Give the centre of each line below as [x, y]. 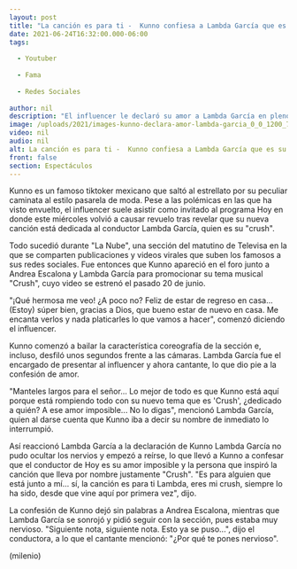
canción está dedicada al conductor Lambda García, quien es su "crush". [142, 229]
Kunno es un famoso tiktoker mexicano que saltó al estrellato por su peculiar [148, 191]
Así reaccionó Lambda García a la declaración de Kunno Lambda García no [145, 446]
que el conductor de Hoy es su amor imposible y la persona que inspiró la [143, 465]
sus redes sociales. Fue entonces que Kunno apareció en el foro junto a [139, 265]
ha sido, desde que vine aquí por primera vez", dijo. [103, 494]
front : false [33, 157]
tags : [19, 42]
